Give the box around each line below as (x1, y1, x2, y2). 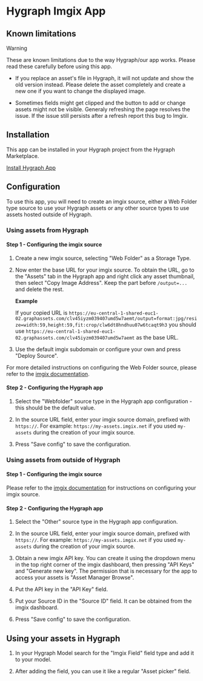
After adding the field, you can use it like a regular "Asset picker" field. (15, 668, 191, 675)
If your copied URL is (15, 309, 68, 317)
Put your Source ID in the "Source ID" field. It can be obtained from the (15, 597, 192, 605)
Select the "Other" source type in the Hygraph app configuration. (15, 518, 178, 525)
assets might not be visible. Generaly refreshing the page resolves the (15, 106, 191, 113)
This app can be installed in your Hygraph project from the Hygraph (6, 146, 175, 153)
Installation (6, 129, 50, 140)
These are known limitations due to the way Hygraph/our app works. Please (6, 56, 196, 63)
